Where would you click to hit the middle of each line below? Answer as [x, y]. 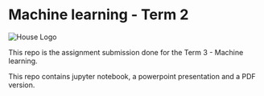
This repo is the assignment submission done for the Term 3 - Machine [126, 52]
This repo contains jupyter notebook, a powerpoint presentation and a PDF [132, 76]
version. [22, 85]
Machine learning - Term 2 [99, 15]
